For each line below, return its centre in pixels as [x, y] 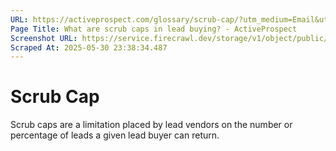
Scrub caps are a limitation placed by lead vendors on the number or [151, 125]
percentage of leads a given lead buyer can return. [115, 135]
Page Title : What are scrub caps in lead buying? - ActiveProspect [154, 29]
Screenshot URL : [44, 38]
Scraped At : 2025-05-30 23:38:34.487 [89, 47]
